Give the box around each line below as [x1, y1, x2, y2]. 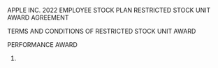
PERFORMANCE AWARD [7, 41, 78, 48]
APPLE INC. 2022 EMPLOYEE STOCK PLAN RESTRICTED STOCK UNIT [7, 6, 211, 14]
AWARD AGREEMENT [7, 13, 69, 22]
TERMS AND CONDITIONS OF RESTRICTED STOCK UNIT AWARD [7, 27, 196, 35]
